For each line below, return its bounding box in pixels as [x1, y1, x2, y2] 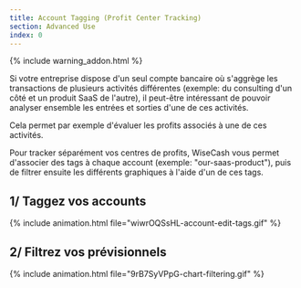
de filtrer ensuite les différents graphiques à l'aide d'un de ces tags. [9, 166, 265, 178]
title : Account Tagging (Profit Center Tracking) [9, 13, 202, 23]
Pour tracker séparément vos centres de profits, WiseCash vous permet [9, 147, 280, 158]
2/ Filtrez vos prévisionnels [9, 244, 167, 260]
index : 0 [9, 30, 43, 39]
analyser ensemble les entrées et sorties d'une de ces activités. [9, 102, 249, 113]
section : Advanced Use [9, 22, 96, 31]
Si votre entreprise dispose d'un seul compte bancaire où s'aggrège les [9, 73, 278, 84]
